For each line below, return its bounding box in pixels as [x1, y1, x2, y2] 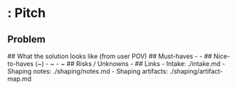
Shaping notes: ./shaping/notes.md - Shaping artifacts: [7, 67, 169, 75]
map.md [7, 74, 32, 83]
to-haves [7, 60, 34, 68]
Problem [7, 33, 46, 45]
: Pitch [7, 5, 46, 21]
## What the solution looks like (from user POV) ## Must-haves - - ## [7, 52, 212, 60]
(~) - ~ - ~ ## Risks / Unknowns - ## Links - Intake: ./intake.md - [35, 60, 226, 68]
